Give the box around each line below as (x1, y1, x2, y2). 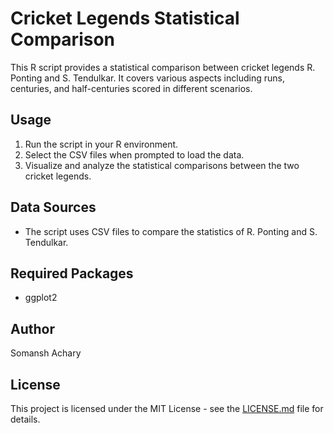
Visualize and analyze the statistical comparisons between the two (24, 159, 300, 171)
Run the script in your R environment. (24, 138, 179, 150)
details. (10, 413, 41, 425)
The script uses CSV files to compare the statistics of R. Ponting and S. (24, 225, 318, 237)
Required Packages (10, 265, 134, 282)
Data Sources (10, 199, 97, 216)
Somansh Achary (10, 347, 82, 359)
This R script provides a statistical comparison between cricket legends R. (10, 61, 316, 73)
